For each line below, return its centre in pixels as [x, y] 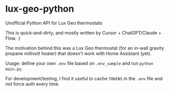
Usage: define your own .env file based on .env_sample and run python [79, 63]
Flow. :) [13, 38]
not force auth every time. [32, 84]
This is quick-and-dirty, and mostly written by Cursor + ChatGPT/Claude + [83, 33]
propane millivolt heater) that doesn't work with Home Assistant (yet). [78, 53]
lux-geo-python [40, 9]
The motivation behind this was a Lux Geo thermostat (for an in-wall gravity [85, 48]
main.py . [14, 69]
